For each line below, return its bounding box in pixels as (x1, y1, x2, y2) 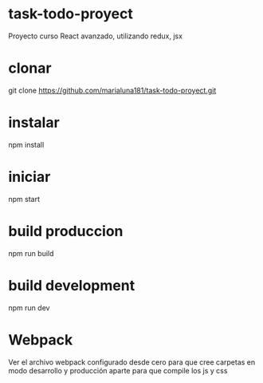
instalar (8, 113, 60, 132)
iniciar (8, 168, 51, 186)
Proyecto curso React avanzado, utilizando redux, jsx (8, 31, 183, 41)
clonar (8, 59, 52, 77)
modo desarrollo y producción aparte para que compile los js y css (8, 365, 228, 375)
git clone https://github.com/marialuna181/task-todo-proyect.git (8, 85, 217, 95)
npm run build (8, 248, 54, 258)
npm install (8, 140, 45, 149)
